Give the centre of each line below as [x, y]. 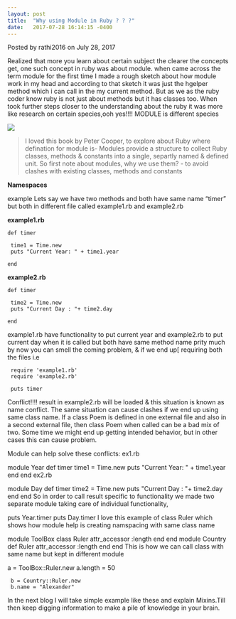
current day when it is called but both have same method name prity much [116, 343]
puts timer [26, 389]
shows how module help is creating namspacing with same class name [111, 525]
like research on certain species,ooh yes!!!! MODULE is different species [113, 114]
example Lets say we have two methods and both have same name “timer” [117, 199]
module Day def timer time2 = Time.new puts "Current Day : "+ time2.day [115, 489]
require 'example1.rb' [44, 370]
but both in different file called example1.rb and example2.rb [95, 206]
